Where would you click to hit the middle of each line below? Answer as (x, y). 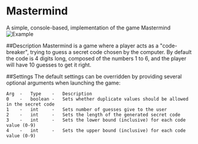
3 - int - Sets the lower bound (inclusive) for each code (96, 120)
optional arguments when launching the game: (63, 83)
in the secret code (31, 104)
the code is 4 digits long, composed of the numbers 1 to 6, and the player (96, 58)
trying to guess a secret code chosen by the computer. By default (111, 52)
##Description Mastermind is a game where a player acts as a (83, 46)
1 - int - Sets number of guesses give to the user (87, 109)
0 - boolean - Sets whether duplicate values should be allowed (97, 99)
